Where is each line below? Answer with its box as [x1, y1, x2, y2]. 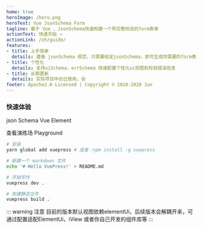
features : [6, 43, 31, 49]
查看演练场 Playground [6, 129, 63, 136]
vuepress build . [6, 197, 50, 203]
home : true [6, 8, 34, 15]
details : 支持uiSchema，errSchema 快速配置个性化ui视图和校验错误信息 [11, 65, 176, 71]
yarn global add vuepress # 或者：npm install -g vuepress [6, 147, 155, 153]
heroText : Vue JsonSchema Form [6, 20, 85, 26]
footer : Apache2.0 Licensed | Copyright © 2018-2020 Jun [6, 82, 153, 88]
